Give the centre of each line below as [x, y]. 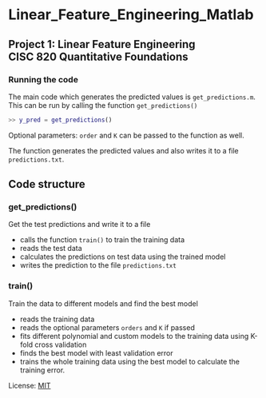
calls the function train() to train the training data [102, 240]
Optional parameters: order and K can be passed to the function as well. [127, 135]
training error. [42, 370]
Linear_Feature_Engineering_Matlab [131, 15]
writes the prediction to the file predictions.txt [98, 265]
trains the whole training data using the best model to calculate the [129, 361]
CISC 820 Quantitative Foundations [99, 56]
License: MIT [30, 385]
